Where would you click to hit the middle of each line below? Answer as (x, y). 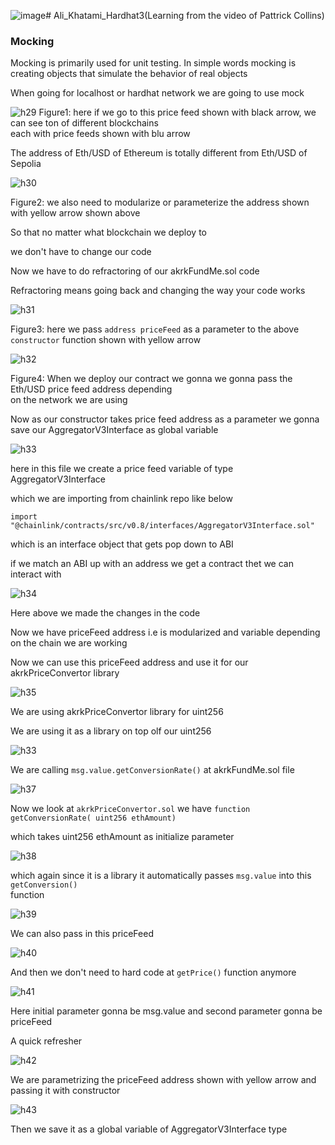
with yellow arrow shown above (75, 213)
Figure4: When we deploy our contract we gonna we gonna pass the (151, 379)
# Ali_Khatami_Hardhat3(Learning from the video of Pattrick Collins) (185, 15)
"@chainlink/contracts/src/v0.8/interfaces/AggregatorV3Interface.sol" (162, 526)
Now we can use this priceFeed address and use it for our (129, 662)
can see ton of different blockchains (84, 123)
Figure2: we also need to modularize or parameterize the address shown (160, 202)
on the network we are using (69, 400)
